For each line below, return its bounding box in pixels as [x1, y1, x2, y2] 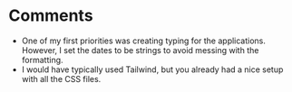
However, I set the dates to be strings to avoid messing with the [21, 44, 259, 55]
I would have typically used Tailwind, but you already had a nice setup [21, 64, 284, 75]
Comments [8, 5, 93, 26]
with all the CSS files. [21, 73, 102, 84]
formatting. [21, 54, 64, 65]
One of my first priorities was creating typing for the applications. [21, 35, 267, 46]
